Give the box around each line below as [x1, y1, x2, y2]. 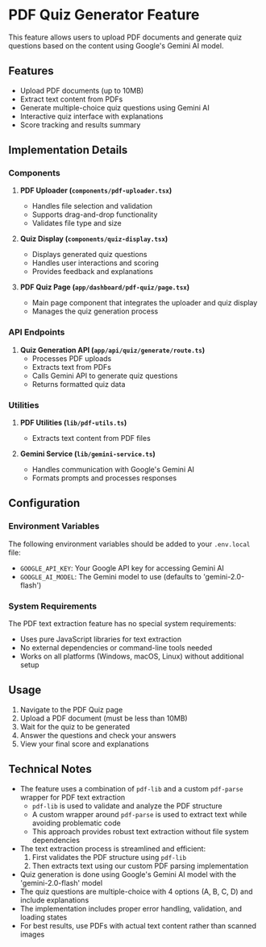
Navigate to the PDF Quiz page [19, 704, 123, 714]
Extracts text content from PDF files [31, 434, 151, 443]
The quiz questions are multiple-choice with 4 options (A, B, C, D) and [19, 887, 253, 896]
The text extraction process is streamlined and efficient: [19, 844, 206, 854]
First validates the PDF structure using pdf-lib [31, 852, 187, 862]
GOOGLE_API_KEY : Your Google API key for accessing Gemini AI [19, 563, 224, 573]
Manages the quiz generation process [31, 306, 159, 316]
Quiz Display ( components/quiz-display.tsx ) [19, 234, 168, 243]
